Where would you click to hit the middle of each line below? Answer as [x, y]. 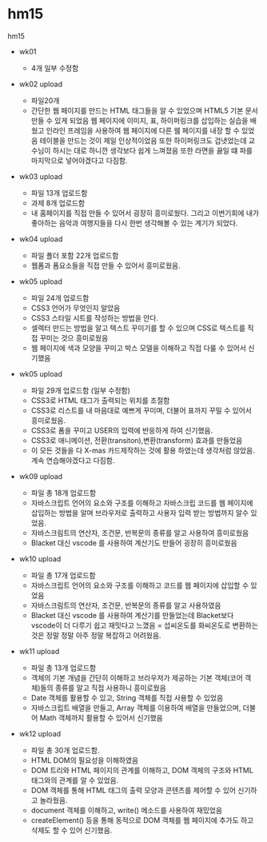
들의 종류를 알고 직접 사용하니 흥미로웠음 [104, 688]
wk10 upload [40, 559]
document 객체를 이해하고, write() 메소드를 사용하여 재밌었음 [127, 810]
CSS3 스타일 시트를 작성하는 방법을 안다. [95, 317]
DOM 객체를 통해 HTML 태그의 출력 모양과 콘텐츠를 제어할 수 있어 [133, 790]
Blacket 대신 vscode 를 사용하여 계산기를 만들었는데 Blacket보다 [132, 615]
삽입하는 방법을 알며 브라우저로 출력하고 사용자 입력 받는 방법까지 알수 [140, 513]
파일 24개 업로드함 [60, 297]
